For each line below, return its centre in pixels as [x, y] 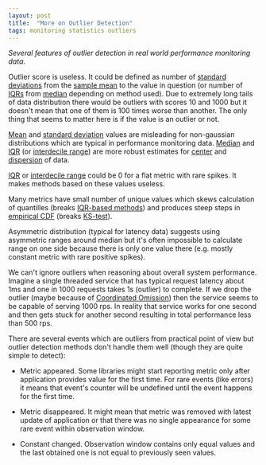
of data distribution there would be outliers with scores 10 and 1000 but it [128, 102]
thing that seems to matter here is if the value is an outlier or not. [114, 119]
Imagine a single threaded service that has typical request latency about [126, 281]
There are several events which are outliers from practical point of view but [131, 338]
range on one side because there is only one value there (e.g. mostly [121, 248]
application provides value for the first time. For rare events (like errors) [137, 380]
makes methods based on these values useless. [87, 184]
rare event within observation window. [82, 429]
